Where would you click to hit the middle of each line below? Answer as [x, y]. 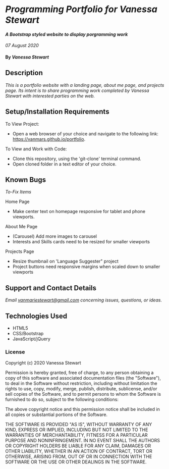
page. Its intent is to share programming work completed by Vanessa [77, 90]
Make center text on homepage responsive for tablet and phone [79, 212]
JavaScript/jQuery [31, 339]
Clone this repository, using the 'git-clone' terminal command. [77, 159]
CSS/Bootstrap [28, 334]
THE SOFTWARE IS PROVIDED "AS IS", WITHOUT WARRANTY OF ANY [79, 425]
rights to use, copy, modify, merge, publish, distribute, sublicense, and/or [81, 389]
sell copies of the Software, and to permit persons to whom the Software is [83, 394]
